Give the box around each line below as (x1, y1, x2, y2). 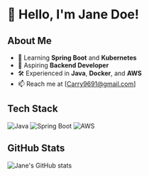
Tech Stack (7, 103, 58, 115)
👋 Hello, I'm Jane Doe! (7, 6, 140, 23)
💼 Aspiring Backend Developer (17, 61, 109, 70)
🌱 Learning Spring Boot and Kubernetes (17, 53, 137, 62)
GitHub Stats (7, 142, 65, 155)
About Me (7, 35, 52, 47)
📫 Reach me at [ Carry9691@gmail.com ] (17, 79, 136, 88)
